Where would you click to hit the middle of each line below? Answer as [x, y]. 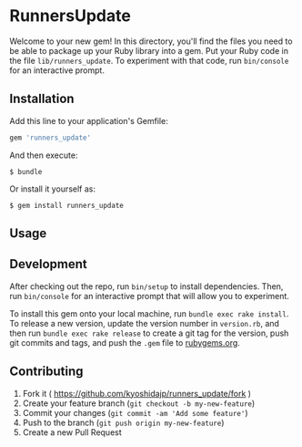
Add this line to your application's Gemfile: [89, 120]
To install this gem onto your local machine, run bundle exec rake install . [149, 313]
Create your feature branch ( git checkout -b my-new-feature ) [139, 403]
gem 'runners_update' [50, 138]
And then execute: [44, 155]
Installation [42, 99]
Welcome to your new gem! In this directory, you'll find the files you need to [151, 41]
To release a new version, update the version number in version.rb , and [145, 323]
